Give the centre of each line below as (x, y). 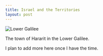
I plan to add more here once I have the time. (52, 48)
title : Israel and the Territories (43, 10)
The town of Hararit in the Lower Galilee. (47, 38)
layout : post (19, 14)
